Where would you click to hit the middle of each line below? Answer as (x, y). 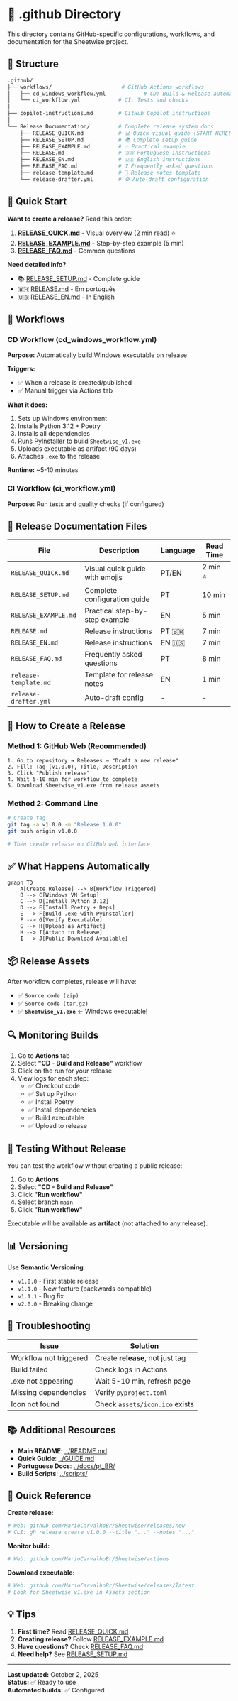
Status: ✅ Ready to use (42, 1682)
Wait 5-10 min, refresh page (143, 1381)
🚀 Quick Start (37, 202)
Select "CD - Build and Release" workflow (80, 1063)
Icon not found (35, 1404)
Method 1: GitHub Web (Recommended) (77, 746)
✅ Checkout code (54, 1086)
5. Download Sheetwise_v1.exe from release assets (84, 786)
